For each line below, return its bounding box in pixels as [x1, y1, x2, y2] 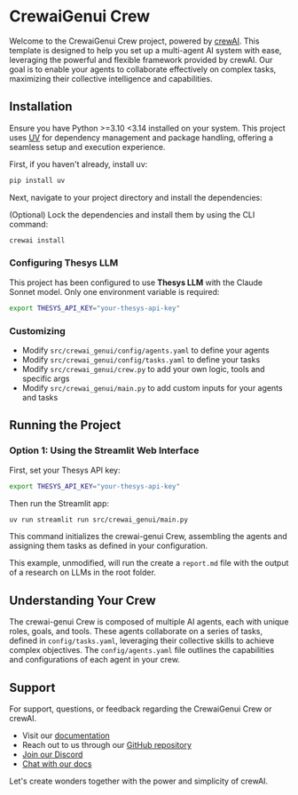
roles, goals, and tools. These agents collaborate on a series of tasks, [9, 626, 263, 637]
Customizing [9, 324, 66, 337]
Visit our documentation [21, 730, 111, 741]
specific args [21, 373, 70, 384]
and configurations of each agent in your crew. [9, 655, 180, 665]
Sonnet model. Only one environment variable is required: [9, 286, 220, 297]
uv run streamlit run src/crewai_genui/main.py [9, 515, 189, 524]
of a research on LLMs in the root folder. [9, 567, 157, 578]
